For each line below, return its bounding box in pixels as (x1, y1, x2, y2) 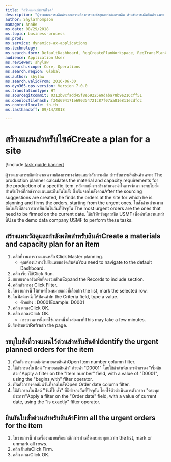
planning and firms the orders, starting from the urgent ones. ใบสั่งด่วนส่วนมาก (5, 200, 163, 206)
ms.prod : (5, 36, 24, 41)
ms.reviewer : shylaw (5, 60, 49, 65)
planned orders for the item (5, 345, 94, 354)
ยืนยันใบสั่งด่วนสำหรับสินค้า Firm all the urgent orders (5, 413, 156, 422)
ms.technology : (5, 45, 38, 51)
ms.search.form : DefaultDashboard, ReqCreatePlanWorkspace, (5, 50, 136, 55)
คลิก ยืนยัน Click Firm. (12, 446, 53, 452)
